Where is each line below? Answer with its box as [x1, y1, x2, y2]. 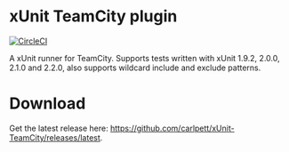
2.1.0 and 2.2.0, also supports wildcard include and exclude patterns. [9, 62, 261, 73]
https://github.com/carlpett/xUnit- [109, 123, 235, 133]
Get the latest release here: [9, 123, 108, 133]
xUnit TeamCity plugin [9, 6, 178, 27]
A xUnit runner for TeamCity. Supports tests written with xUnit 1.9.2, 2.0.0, [9, 52, 280, 63]
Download [9, 93, 86, 114]
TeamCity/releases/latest [9, 132, 100, 143]
